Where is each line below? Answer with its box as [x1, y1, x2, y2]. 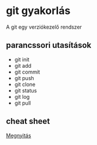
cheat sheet [6, 116, 51, 126]
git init [14, 56, 30, 63]
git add [14, 62, 32, 69]
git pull [14, 99, 31, 106]
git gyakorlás [6, 4, 71, 18]
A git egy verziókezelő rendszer [6, 23, 82, 30]
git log [14, 93, 30, 100]
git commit [14, 68, 41, 75]
